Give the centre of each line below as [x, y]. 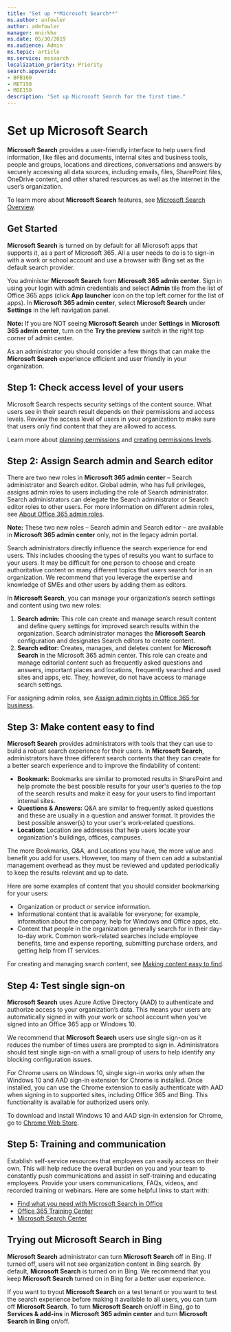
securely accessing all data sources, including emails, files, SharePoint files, [115, 171]
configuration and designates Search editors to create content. [106, 641]
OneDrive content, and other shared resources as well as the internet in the [113, 179]
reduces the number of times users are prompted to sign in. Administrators [113, 1045]
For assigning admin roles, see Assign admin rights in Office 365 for [103, 698]
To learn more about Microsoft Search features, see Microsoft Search [106, 200]
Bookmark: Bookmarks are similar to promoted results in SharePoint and [120, 779]
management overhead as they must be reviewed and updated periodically [113, 866]
